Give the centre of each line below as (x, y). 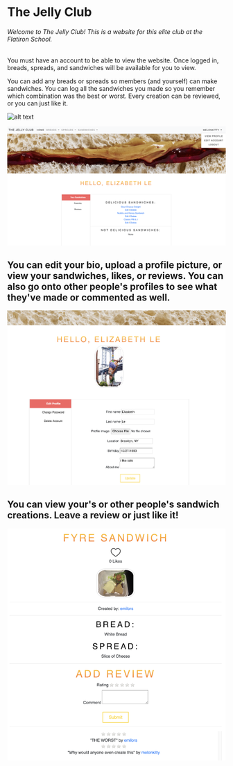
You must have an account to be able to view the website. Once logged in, (113, 60)
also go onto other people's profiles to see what (112, 286)
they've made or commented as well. (89, 297)
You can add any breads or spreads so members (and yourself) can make (112, 81)
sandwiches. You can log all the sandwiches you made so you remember (111, 89)
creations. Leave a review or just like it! (93, 515)
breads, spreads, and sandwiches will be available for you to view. (102, 68)
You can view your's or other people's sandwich (113, 505)
